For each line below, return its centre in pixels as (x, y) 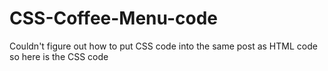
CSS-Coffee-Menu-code (114, 18)
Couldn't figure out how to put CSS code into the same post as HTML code (163, 46)
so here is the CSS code (59, 56)
